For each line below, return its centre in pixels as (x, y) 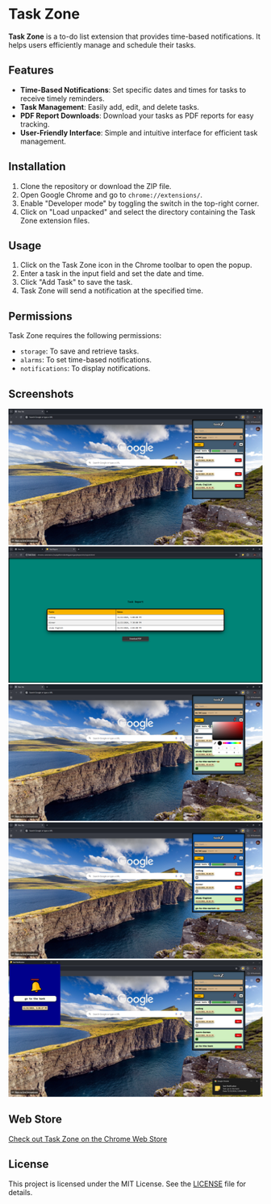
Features (31, 71)
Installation (37, 167)
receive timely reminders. (62, 98)
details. (21, 1192)
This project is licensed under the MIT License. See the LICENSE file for (127, 1184)
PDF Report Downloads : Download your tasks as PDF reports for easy (137, 115)
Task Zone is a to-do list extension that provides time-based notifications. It (134, 36)
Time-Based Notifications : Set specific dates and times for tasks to (133, 90)
